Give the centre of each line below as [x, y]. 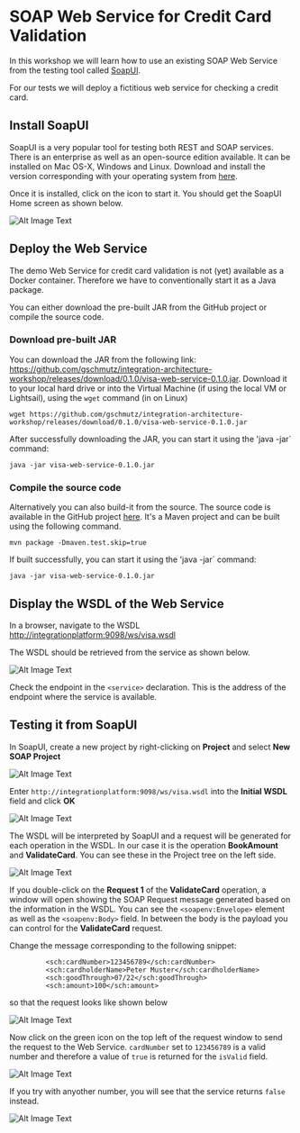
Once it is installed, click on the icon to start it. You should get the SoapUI [145, 193]
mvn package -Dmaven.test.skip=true [78, 543]
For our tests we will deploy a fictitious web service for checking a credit [144, 87]
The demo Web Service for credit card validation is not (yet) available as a [146, 270]
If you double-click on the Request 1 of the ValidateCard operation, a [138, 890]
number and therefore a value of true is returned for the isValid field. [139, 1056]
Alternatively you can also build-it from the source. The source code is [140, 507]
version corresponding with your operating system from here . [123, 176]
